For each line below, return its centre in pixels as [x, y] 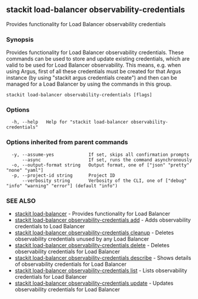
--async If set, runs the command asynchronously [107, 160]
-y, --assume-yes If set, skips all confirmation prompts [100, 155]
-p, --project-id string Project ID [63, 175]
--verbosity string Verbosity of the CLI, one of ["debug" [104, 181]
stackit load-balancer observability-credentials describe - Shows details [103, 258]
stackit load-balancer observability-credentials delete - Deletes [92, 245]
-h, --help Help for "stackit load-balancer [70, 122]
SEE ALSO [21, 200]
